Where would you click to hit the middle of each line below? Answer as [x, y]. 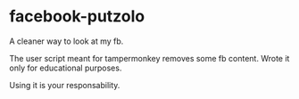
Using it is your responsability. [65, 85]
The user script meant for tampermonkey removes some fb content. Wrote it [149, 58]
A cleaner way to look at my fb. [66, 41]
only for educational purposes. [66, 68]
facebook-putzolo [77, 16]
